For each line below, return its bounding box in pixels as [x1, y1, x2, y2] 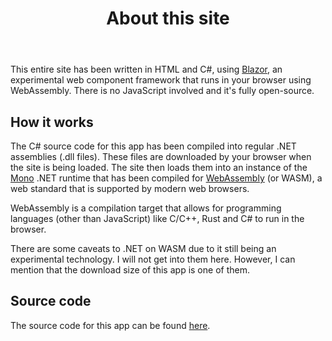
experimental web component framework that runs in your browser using [10, 74, 312, 86]
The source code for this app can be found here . [10, 319, 211, 331]
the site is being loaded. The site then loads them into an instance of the [10, 162, 308, 173]
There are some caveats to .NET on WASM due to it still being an [10, 243, 277, 254]
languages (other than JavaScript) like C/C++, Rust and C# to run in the [10, 213, 305, 224]
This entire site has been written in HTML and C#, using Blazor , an [10, 63, 283, 76]
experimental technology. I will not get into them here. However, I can [10, 253, 296, 265]
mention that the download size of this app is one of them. [10, 264, 250, 276]
